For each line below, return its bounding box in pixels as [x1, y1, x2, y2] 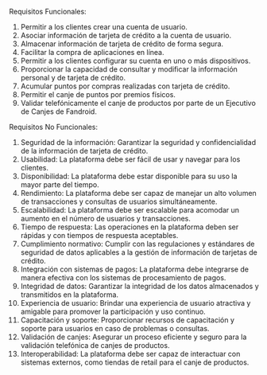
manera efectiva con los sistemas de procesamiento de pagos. [20, 273, 226, 282]
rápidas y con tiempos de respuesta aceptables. [20, 231, 179, 240]
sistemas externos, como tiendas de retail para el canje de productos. [20, 357, 250, 367]
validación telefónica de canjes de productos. [20, 341, 170, 350]
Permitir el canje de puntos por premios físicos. [20, 90, 176, 99]
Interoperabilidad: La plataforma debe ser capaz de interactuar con [20, 350, 241, 358]
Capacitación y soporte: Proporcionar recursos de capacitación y [20, 315, 235, 325]
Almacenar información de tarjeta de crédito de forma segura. [20, 39, 224, 49]
